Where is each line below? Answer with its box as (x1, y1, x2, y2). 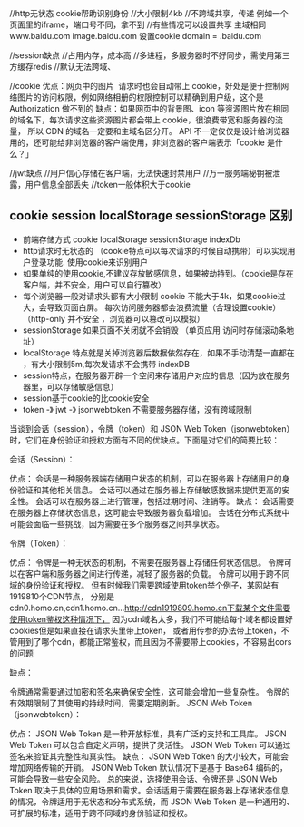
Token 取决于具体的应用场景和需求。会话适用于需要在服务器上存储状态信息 (9, 784, 289, 795)
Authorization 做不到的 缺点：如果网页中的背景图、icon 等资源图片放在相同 (9, 103, 289, 113)
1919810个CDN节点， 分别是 (9, 590, 115, 601)
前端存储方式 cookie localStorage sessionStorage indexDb (22, 234, 240, 245)
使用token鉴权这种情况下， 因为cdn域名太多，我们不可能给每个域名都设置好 (9, 613, 293, 624)
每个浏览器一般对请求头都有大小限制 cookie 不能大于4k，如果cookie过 (22, 290, 286, 301)
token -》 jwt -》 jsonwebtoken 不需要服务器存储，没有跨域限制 (22, 404, 252, 414)
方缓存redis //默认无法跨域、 (9, 62, 116, 72)
